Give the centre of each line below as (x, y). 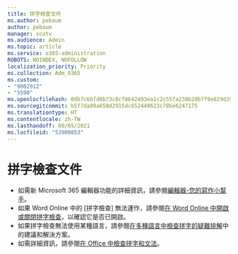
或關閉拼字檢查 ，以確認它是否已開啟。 (73, 217)
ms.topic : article (34, 47)
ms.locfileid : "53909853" (45, 132)
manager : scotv (30, 34)
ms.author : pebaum (34, 21)
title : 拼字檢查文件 (34, 14)
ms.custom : (23, 80)
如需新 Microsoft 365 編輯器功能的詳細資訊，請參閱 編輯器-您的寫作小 (119, 190)
